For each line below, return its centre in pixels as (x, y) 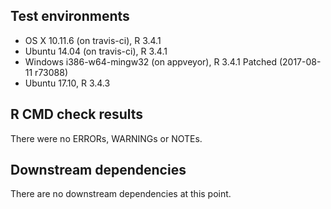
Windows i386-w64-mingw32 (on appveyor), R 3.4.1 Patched (150, 61)
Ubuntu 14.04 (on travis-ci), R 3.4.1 (96, 51)
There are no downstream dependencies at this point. (121, 194)
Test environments (70, 16)
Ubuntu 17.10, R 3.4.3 (67, 83)
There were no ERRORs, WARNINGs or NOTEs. (106, 138)
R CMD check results (77, 114)
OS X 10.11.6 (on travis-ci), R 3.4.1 (93, 40)
